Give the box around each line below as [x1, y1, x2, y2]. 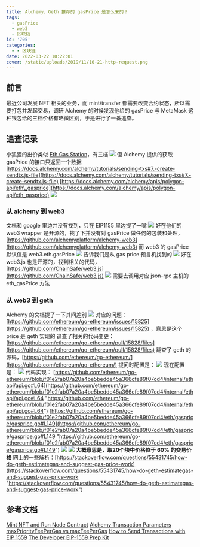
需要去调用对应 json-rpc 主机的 [112, 272, 189, 279]
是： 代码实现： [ [6, 368, 56, 376]
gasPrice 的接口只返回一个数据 [6, 158, 82, 165]
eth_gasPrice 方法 [6, 280, 51, 287]
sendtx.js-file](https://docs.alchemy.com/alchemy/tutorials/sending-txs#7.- [6, 171, 192, 179]
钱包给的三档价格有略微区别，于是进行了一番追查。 [11, 114, 137, 122]
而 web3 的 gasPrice [138, 243, 189, 250]
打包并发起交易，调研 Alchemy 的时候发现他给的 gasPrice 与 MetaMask [11, 107, 187, 114]
